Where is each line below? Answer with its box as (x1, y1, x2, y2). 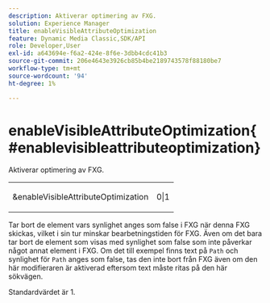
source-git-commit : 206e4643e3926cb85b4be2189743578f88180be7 (8, 57, 222, 65)
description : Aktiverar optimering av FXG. (8, 11, 157, 20)
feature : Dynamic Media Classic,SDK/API (8, 34, 147, 43)
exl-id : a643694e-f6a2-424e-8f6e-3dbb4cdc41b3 (8, 49, 168, 57)
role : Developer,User (8, 42, 81, 50)
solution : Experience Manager (8, 19, 110, 27)
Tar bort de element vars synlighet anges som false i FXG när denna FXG (8, 220, 250, 230)
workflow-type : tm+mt (8, 65, 81, 73)
